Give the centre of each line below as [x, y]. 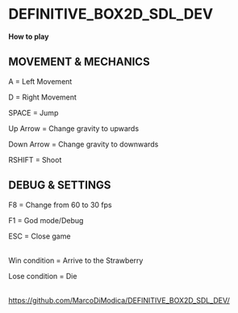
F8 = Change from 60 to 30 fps [60, 205]
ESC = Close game [40, 236]
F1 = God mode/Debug [46, 220]
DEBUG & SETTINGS [60, 186]
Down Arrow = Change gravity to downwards [84, 144]
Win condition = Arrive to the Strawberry [76, 260]
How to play [29, 36]
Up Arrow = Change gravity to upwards [74, 128]
